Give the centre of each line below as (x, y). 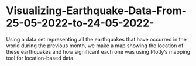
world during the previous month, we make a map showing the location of (95, 46)
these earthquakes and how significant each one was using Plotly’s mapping (98, 51)
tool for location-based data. (40, 58)
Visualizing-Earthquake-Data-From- (97, 11)
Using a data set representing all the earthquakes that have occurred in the (97, 39)
